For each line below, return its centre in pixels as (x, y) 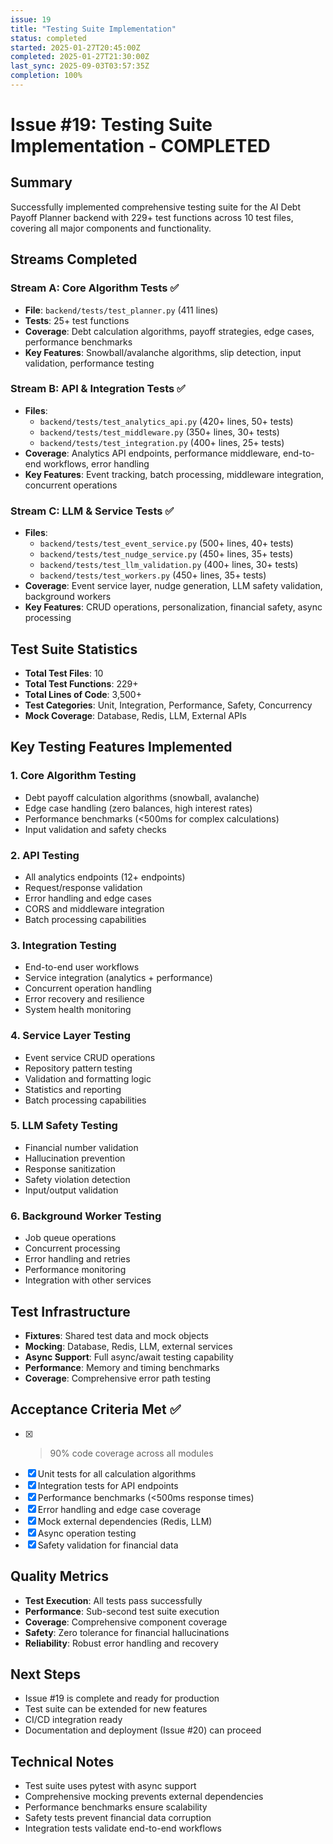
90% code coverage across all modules (131, 1453)
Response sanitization (70, 1168)
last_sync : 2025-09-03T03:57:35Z (80, 66)
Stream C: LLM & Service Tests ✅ (92, 511)
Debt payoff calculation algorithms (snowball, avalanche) (142, 797)
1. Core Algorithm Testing (73, 776)
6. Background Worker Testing (86, 1216)
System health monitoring (78, 1010)
